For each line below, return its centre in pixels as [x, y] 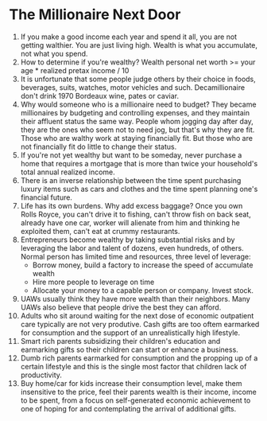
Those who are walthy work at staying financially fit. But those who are [137, 138]
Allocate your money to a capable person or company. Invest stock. [143, 290]
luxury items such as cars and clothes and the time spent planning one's [139, 189]
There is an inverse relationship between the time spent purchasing [131, 180]
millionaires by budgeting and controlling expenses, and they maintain [135, 112]
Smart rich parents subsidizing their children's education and [120, 341]
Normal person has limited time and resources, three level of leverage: [135, 256]
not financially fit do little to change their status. [99, 146]
